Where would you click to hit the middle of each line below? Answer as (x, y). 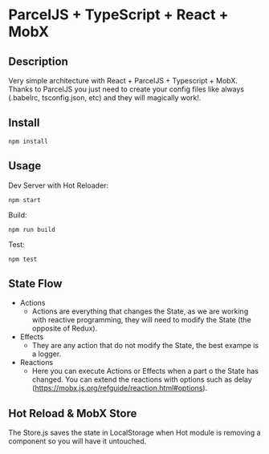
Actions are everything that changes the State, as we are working (140, 311)
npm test (23, 259)
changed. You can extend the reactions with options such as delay (142, 379)
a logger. (47, 354)
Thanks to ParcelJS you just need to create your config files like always (126, 89)
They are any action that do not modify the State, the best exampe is (145, 346)
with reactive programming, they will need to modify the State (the (141, 320)
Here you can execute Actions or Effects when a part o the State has (145, 371)
